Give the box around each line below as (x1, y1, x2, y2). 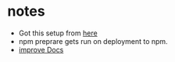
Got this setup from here (18, 28, 98, 38)
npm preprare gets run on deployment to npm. (18, 36, 169, 46)
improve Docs (18, 45, 64, 54)
